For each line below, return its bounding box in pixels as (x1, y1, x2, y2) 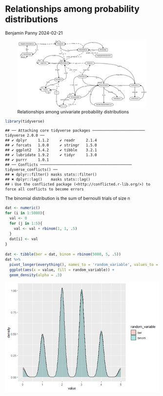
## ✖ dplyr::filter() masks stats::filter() (5, 172, 97, 177)
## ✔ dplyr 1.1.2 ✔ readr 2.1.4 (5, 138, 97, 143)
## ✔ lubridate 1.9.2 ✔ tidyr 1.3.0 (5, 153, 97, 157)
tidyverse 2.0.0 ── (5, 133, 45, 138)
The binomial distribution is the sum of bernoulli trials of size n (5, 196, 130, 201)
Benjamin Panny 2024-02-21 (5, 30, 63, 36)
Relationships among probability (5, 3, 140, 15)
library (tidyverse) (5, 119, 45, 124)
